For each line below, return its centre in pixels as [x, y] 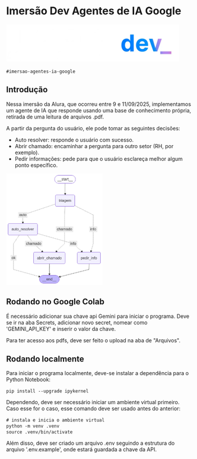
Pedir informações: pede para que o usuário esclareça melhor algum [99, 158]
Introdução [27, 90]
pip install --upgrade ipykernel [47, 391]
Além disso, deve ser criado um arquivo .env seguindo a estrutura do [90, 443]
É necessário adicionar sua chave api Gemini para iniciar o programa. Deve [98, 316]
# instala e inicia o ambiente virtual [55, 420]
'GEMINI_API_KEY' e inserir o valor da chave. [61, 329]
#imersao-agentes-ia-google [41, 71]
